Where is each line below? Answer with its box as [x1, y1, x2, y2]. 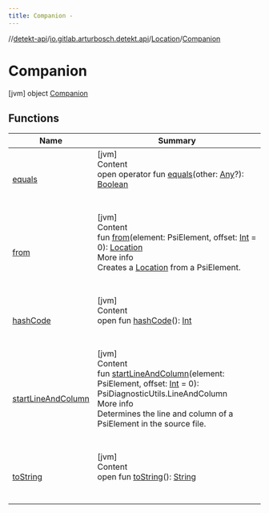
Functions [8, 111, 60, 125]
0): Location [97, 242, 143, 253]
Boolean [97, 179, 129, 190]
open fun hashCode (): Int [97, 315, 192, 326]
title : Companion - [8, 11, 74, 20]
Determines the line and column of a [97, 408, 234, 419]
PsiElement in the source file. [97, 418, 207, 430]
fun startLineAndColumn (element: [97, 368, 225, 379]
